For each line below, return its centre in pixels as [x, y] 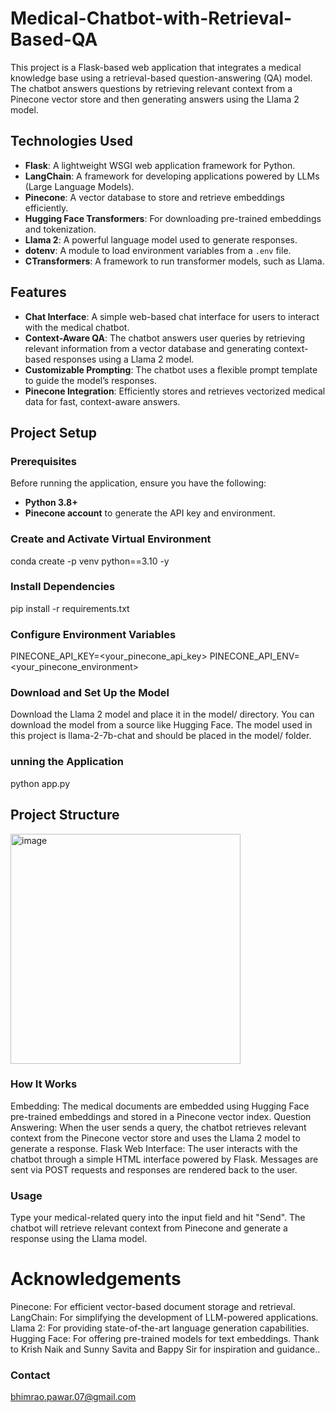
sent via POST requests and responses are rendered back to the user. [154, 1169]
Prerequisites [43, 461]
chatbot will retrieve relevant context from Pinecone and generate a [149, 1228]
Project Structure [65, 815]
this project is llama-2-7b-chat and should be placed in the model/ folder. [161, 736]
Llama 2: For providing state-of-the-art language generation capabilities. [160, 1328]
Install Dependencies [63, 587]
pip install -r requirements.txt [70, 608]
